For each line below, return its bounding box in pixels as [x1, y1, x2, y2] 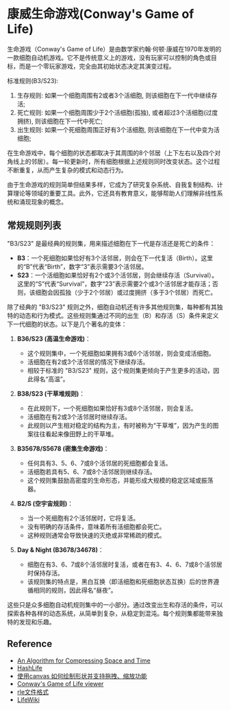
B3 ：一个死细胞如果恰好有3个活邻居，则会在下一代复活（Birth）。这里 [16, 253, 214, 262]
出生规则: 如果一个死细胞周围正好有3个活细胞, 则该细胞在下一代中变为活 [16, 125, 220, 134]
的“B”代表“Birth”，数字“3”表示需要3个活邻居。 [16, 262, 148, 271]
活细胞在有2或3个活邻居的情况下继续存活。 [27, 358, 149, 366]
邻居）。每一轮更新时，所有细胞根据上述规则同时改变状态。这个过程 [30, 157, 220, 165]
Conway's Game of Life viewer [16, 679, 104, 687]
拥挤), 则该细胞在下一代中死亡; [16, 117, 103, 125]
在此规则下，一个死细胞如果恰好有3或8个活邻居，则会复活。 [27, 404, 197, 412]
